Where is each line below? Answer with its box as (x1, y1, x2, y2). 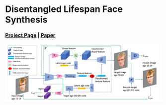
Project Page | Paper (5, 32, 56, 39)
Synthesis (5, 14, 48, 25)
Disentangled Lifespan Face (5, 3, 123, 15)
